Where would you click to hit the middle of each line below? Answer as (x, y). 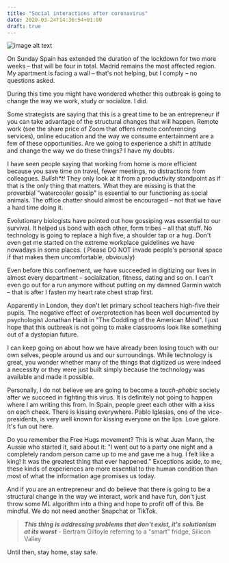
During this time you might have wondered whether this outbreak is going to (114, 94)
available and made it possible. (51, 377)
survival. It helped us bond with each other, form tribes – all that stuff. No (110, 228)
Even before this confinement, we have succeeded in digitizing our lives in (112, 270)
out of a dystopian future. (43, 335)
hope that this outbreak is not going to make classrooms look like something (114, 327)
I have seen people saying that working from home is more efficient (102, 164)
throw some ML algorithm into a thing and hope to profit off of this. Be (105, 504)
